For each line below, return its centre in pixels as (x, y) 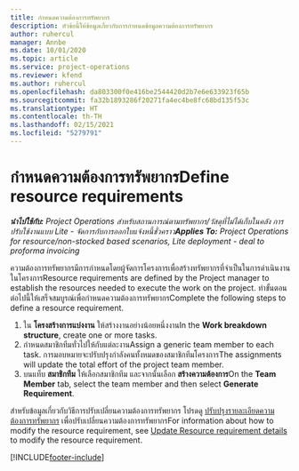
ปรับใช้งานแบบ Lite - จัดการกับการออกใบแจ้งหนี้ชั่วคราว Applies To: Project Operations (149, 231)
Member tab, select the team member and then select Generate (141, 384)
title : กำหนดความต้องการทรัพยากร (60, 17)
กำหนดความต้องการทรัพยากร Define (120, 177)
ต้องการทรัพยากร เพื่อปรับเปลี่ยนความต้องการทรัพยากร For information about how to (142, 420)
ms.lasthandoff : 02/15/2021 (62, 125)
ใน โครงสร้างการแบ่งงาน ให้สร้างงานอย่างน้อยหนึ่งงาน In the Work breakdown (145, 324)
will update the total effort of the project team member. (123, 364)
